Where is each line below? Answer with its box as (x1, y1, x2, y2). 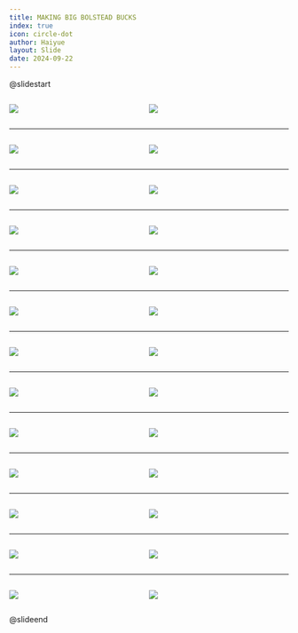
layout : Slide (9, 46, 62, 55)
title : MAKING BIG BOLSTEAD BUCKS (9, 12, 137, 22)
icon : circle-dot (9, 29, 74, 38)
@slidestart (9, 79, 51, 89)
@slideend (9, 614, 49, 624)
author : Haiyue (9, 37, 66, 47)
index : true (9, 21, 53, 30)
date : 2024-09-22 (9, 54, 74, 63)
